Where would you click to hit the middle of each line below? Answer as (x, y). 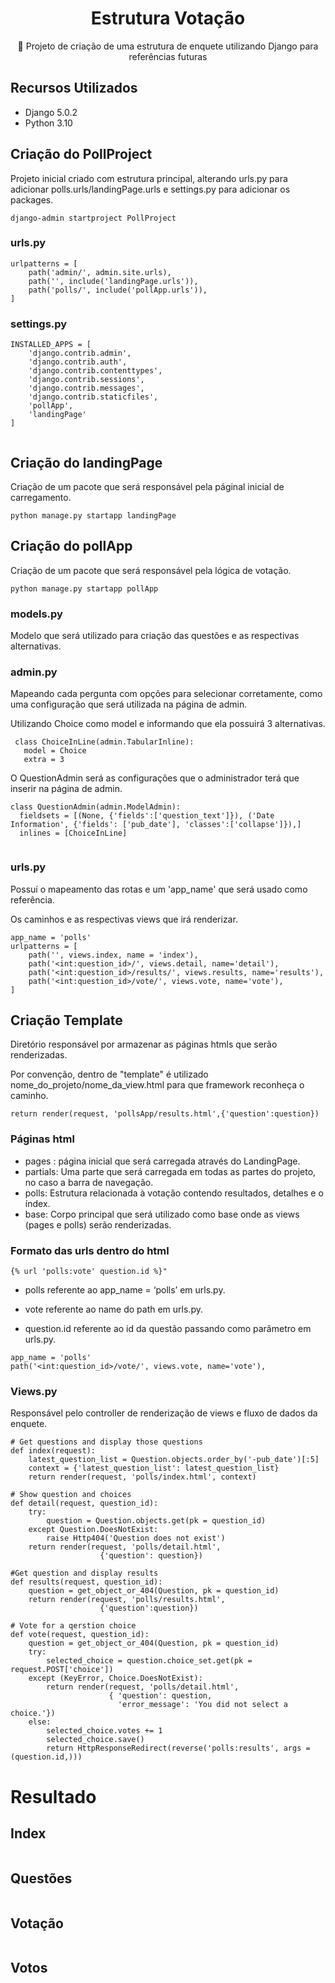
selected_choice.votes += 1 (104, 1731)
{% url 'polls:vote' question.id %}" (89, 1272)
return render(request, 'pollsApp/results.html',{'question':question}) (165, 1114)
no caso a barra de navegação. (89, 1182)
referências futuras (168, 56)
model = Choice (55, 751)
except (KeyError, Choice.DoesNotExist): (115, 1678)
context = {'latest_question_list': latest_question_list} (154, 1468)
